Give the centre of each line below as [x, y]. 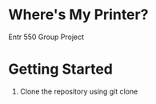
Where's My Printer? [78, 15]
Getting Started [61, 69]
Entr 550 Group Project [46, 37]
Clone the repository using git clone [79, 91]
